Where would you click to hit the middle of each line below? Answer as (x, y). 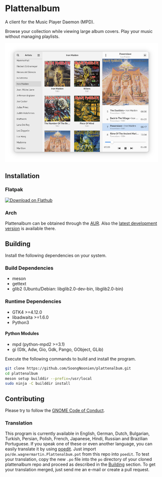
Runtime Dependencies (33, 301)
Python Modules (22, 333)
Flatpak (14, 190)
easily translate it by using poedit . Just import (50, 449)
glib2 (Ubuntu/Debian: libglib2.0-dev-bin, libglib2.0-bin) (68, 289)
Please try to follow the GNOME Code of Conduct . (55, 411)
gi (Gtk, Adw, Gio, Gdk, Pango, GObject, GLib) (58, 349)
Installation (22, 176)
